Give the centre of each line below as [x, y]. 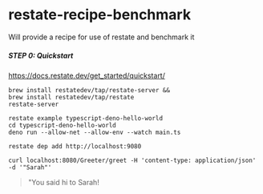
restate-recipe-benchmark [99, 15]
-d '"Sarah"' [30, 167]
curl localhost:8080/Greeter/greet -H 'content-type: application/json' [132, 160]
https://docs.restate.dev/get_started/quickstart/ [87, 75]
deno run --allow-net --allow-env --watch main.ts [95, 132]
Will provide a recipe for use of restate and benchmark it [101, 37]
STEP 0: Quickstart [41, 55]
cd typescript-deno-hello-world [62, 125]
